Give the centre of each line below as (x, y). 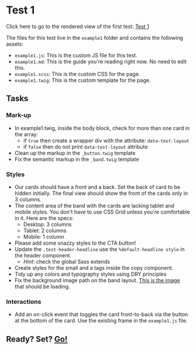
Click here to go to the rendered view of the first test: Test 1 (78, 26)
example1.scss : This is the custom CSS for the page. (77, 74)
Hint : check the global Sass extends (66, 262)
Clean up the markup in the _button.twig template (75, 153)
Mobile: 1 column (44, 236)
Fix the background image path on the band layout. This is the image (97, 280)
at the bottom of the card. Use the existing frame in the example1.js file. (101, 321)
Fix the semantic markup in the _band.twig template (77, 159)
